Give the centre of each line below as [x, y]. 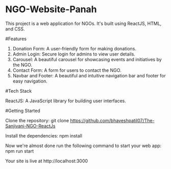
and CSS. [15, 29]
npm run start [20, 151]
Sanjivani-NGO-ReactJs [30, 126]
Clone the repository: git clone [37, 120]
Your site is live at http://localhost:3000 [47, 161]
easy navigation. [30, 81]
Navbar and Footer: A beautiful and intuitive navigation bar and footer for [89, 75]
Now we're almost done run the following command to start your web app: [83, 146]
